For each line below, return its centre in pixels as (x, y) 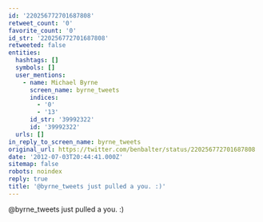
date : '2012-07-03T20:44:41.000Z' (66, 157)
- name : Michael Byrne (60, 82)
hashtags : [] (37, 61)
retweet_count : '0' (41, 23)
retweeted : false (37, 46)
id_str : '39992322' (62, 120)
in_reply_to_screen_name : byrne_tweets (75, 142)
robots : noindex (35, 172)
